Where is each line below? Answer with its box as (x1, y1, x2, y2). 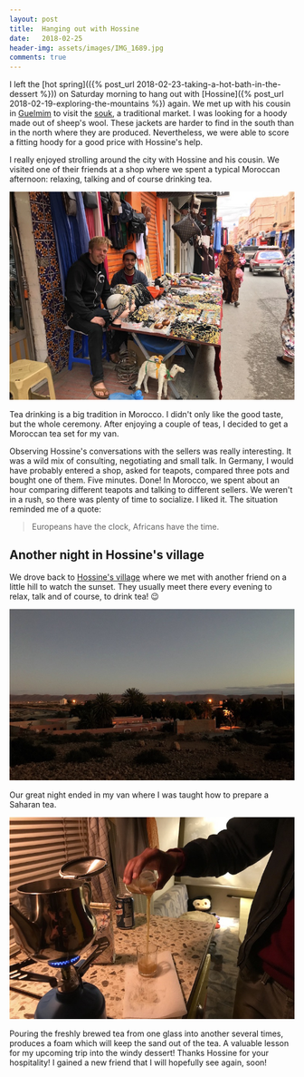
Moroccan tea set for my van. (9, 428, 119, 439)
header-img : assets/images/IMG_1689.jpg (9, 44, 165, 53)
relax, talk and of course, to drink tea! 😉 (9, 591, 160, 602)
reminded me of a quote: (9, 504, 101, 514)
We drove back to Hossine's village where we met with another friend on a (9, 572, 287, 583)
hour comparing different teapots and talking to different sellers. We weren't (9, 485, 293, 495)
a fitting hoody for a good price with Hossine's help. (9, 137, 204, 148)
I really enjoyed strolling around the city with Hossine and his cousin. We (9, 154, 280, 165)
